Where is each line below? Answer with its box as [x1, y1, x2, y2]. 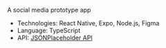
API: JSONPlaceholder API [17, 34, 93, 42]
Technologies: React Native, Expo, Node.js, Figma [17, 19, 160, 27]
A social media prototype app [7, 6, 91, 14]
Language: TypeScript [17, 27, 81, 34]
